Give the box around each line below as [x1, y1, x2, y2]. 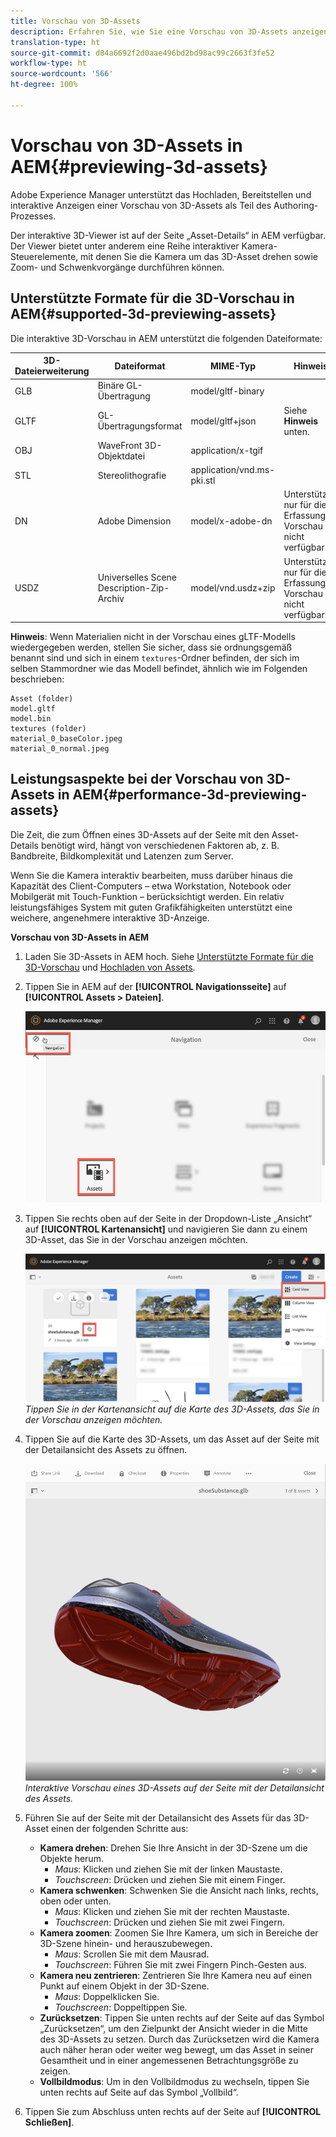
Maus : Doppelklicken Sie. [54, 1991, 160, 2003]
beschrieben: [10, 673, 65, 685]
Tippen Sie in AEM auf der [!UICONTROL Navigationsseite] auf [24, 980, 287, 992]
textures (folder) [10, 724, 87, 734]
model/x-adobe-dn [190, 515, 273, 527]
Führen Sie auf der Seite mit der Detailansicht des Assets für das [24, 1812, 292, 1824]
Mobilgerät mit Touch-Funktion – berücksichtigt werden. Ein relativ [10, 890, 285, 902]
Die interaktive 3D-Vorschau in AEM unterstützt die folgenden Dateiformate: [10, 332, 323, 344]
